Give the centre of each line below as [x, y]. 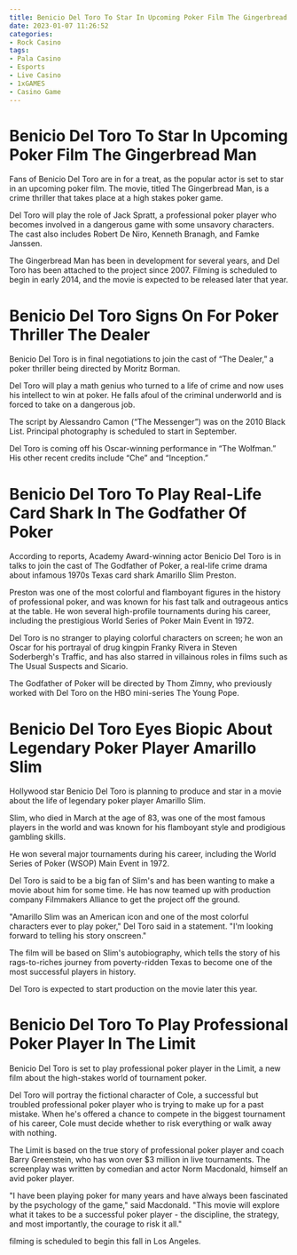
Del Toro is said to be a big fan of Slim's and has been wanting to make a [142, 881]
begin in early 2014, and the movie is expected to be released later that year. [149, 280]
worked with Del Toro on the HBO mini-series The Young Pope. [124, 693]
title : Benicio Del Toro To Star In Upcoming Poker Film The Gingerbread [148, 17]
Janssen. [26, 244]
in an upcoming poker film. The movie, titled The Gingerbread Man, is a [139, 188]
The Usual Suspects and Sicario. [69, 667]
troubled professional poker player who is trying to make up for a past [137, 1105]
